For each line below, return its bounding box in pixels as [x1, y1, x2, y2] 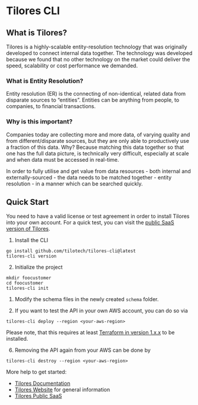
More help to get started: [6, 368, 67, 375]
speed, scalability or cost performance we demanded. [6, 62, 138, 69]
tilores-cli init [6, 285, 49, 292]
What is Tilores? [6, 28, 67, 38]
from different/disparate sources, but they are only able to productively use [6, 137, 189, 144]
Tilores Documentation [14, 380, 71, 387]
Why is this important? [6, 117, 73, 126]
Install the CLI [14, 237, 48, 244]
